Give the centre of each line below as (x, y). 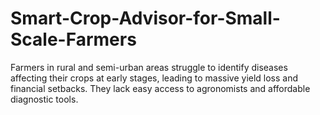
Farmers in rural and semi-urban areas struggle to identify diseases (149, 67)
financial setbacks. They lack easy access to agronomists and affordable (160, 88)
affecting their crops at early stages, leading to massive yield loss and (154, 78)
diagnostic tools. (44, 99)
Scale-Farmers (73, 39)
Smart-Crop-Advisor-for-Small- (145, 18)
